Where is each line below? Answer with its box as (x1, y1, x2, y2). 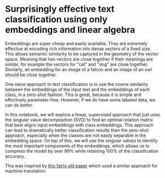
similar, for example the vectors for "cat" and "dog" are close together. (5, 61, 149, 67)
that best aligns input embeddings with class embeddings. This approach (5, 122, 154, 128)
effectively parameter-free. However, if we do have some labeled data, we (5, 97, 156, 102)
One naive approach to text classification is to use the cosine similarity (5, 81, 148, 87)
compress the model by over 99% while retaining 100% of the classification (5, 148, 159, 154)
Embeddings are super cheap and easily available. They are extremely (5, 40, 148, 46)
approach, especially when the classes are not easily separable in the (5, 132, 146, 138)
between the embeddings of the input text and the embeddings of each (5, 86, 150, 92)
